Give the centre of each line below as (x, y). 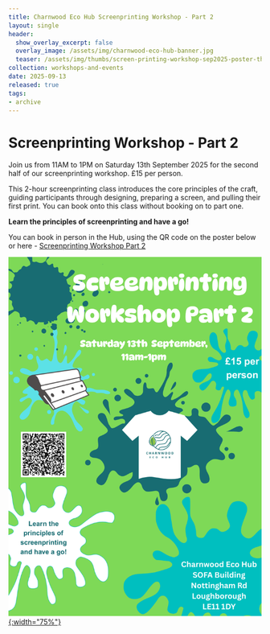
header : (21, 34)
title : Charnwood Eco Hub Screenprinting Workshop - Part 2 (111, 17)
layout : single (34, 25)
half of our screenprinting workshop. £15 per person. (96, 174)
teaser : (29, 60)
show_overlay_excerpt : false (64, 43)
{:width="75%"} (35, 622)
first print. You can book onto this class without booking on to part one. (126, 206)
